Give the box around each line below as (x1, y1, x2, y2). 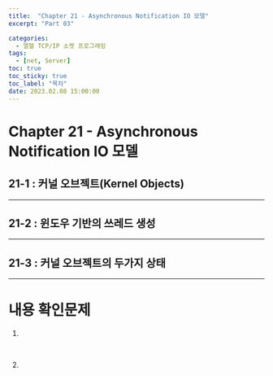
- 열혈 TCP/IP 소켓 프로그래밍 (15, 42, 106, 50)
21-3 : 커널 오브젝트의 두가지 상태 (8, 256, 167, 269)
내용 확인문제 (8, 301, 91, 320)
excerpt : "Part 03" (8, 20, 75, 28)
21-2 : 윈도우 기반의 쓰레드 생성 (8, 216, 156, 230)
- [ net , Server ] (15, 57, 71, 65)
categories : (8, 34, 49, 42)
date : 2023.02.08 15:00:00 (8, 87, 100, 95)
